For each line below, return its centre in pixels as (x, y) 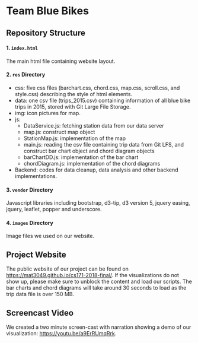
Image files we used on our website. (50, 236)
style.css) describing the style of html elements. (73, 94)
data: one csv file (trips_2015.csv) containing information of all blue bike (103, 100)
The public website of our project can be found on (68, 269)
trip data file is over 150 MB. (40, 294)
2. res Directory (26, 75)
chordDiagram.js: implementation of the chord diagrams (92, 163)
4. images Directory (30, 223)
